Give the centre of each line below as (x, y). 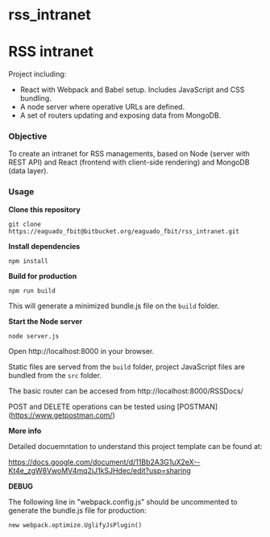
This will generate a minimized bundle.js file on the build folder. (114, 306)
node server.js (34, 336)
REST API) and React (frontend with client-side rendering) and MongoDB (129, 162)
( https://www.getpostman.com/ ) (62, 415)
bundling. (36, 98)
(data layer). (29, 171)
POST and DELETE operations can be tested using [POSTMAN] (113, 406)
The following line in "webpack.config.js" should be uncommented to (123, 502)
